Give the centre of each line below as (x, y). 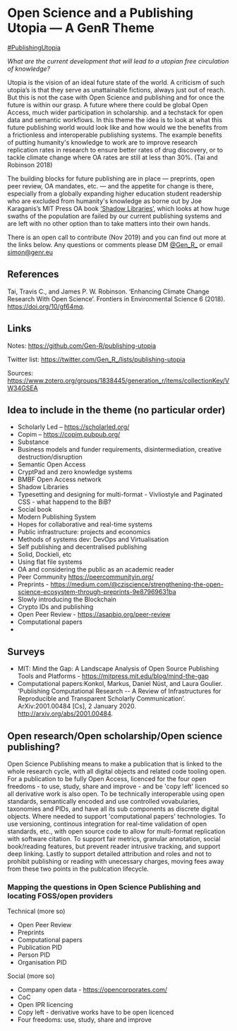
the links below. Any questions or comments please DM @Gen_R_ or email (115, 244)
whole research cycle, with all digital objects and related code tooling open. (117, 771)
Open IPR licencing (45, 1005)
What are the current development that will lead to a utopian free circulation (118, 61)
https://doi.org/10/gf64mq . (46, 306)
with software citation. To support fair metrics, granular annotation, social (114, 839)
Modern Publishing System (57, 517)
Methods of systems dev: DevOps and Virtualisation (93, 539)
